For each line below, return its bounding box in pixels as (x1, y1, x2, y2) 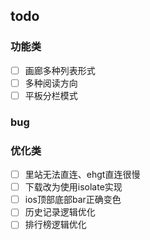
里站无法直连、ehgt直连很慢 (24, 169, 141, 181)
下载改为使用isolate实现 (24, 181, 123, 193)
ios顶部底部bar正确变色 (24, 194, 122, 206)
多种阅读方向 (24, 77, 78, 89)
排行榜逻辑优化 (24, 219, 87, 231)
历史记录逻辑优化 (24, 206, 96, 218)
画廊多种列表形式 (24, 64, 96, 76)
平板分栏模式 (24, 89, 78, 101)
